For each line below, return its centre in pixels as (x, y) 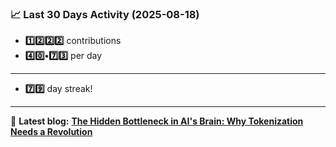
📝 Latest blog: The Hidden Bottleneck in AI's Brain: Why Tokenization (157, 121)
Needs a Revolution (51, 132)
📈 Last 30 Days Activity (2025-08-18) (105, 14)
